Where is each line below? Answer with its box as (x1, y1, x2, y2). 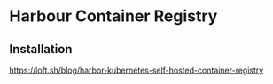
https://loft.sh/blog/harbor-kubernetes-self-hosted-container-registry (9, 65, 264, 75)
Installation (9, 42, 73, 57)
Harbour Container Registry (9, 6, 218, 27)
